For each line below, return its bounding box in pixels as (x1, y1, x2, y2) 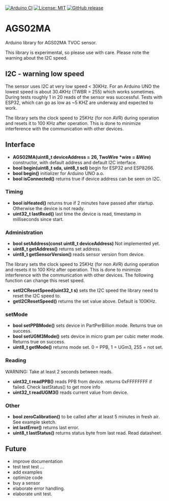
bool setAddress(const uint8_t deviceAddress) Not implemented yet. (12, 240, 160, 247)
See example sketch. (12, 419, 57, 425)
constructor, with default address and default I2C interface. (12, 159, 137, 165)
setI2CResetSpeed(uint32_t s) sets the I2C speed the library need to (12, 287, 159, 293)
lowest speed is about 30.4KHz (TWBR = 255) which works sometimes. (5, 88, 155, 94)
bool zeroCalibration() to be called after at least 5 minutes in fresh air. (12, 414, 160, 420)
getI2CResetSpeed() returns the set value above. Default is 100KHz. (12, 298, 157, 305)
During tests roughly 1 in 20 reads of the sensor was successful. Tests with (5, 94, 163, 100)
